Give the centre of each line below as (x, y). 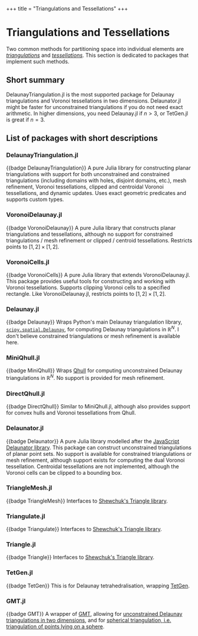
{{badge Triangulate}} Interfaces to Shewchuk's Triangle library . (84, 529)
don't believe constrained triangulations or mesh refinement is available (93, 336)
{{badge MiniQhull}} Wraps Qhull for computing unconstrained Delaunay (94, 370)
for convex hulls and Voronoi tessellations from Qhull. (71, 413)
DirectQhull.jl (26, 394)
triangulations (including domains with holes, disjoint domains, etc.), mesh (96, 181)
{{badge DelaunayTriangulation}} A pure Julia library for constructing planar (98, 168)
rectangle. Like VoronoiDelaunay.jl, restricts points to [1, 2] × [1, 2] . (86, 294)
